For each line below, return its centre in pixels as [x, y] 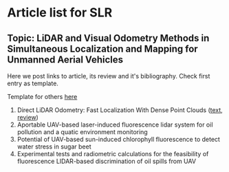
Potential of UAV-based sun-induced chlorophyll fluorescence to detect [118, 139]
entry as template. [33, 83]
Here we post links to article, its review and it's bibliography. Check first [109, 76]
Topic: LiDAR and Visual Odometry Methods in [108, 38]
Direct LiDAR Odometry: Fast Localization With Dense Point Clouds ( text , [120, 110]
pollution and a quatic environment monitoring [82, 132]
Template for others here [42, 97]
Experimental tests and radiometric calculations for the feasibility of [113, 154]
